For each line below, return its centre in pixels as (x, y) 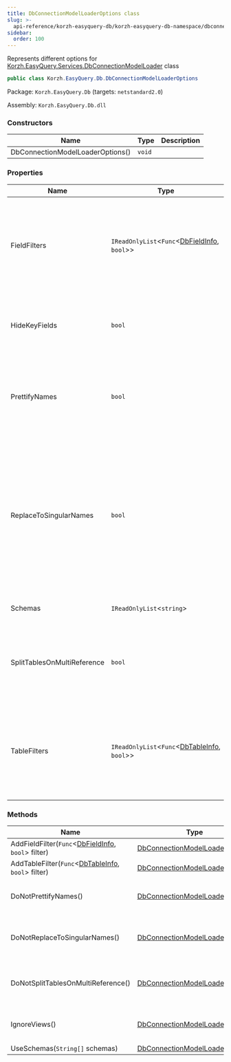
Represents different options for (52, 58)
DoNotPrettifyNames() (47, 896)
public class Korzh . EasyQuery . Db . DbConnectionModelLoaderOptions (102, 79)
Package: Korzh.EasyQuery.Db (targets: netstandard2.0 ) (85, 91)
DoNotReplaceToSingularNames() (65, 938)
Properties (25, 173)
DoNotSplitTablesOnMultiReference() (70, 983)
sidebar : (20, 33)
